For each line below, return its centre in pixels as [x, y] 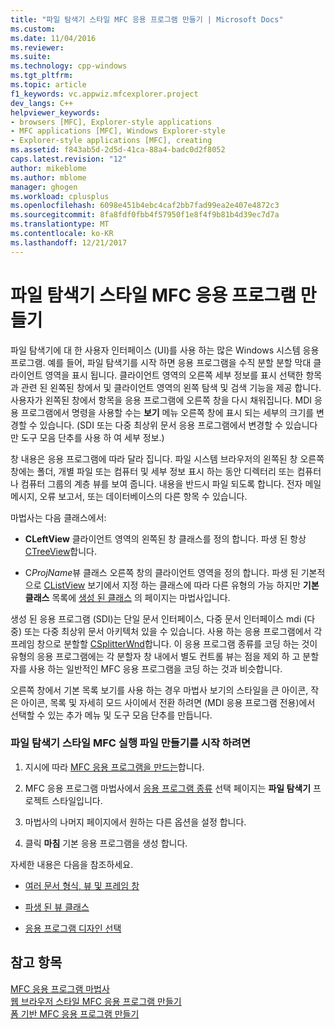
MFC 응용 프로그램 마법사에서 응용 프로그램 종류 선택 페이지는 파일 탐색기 [168, 788]
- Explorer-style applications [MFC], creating [111, 141]
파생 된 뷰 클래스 [57, 907]
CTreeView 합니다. [61, 551]
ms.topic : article [48, 85]
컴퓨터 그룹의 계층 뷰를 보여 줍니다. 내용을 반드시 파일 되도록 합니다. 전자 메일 [171, 483]
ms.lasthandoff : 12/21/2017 [69, 242]
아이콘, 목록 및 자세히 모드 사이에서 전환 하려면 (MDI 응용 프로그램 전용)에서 [168, 702]
